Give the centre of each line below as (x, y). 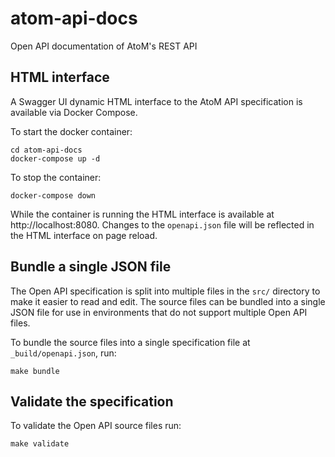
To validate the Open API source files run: (96, 426)
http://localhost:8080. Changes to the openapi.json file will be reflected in (162, 224)
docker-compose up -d (55, 158)
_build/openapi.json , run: (63, 353)
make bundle (35, 371)
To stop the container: (56, 177)
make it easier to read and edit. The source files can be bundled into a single (168, 301)
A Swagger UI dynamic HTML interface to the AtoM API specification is (156, 101)
